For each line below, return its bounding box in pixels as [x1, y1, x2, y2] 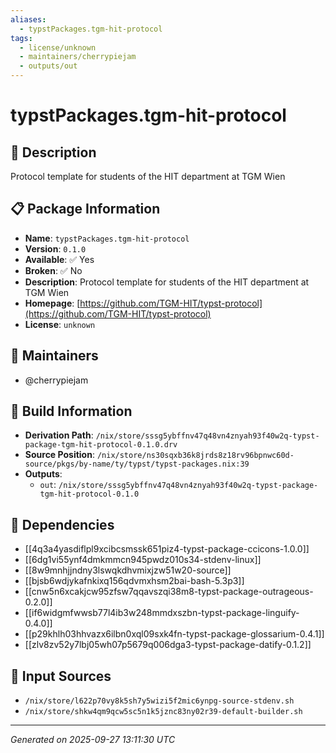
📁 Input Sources [10, 667, 112, 685]
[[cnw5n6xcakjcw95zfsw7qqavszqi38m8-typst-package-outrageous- [24, 586, 314, 598]
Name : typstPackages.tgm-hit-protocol [24, 232, 190, 244]
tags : [10, 33, 33, 43]
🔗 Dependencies [10, 516, 115, 533]
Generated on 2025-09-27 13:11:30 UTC [10, 734, 176, 746]
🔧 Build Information [10, 403, 133, 420]
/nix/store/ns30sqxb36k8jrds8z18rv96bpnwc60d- [96, 451, 295, 461]
